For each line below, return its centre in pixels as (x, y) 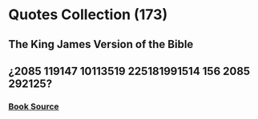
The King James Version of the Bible (101, 44)
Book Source (34, 106)
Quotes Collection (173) (88, 15)
